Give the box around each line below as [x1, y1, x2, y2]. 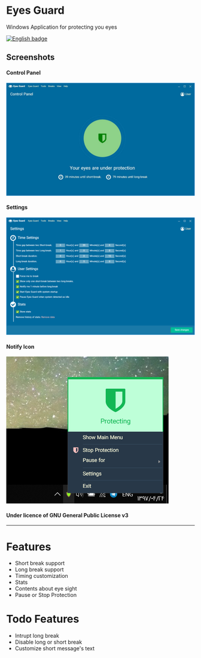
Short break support [14, 560, 65, 567]
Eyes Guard [6, 4, 65, 17]
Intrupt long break [14, 632, 60, 639]
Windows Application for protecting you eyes [6, 23, 118, 31]
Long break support [14, 566, 64, 573]
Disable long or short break [14, 638, 83, 646]
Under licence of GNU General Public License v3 [6, 511, 129, 519]
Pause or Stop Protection [14, 592, 77, 599]
